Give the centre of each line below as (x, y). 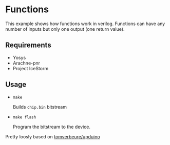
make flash (24, 117)
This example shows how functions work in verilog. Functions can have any (85, 24)
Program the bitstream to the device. (52, 127)
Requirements (28, 45)
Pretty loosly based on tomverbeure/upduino (53, 136)
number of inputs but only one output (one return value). (65, 29)
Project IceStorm (31, 68)
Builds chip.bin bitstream (40, 107)
